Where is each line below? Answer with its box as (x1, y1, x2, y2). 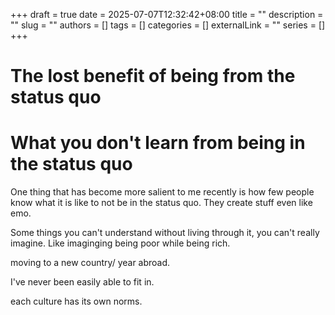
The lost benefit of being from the (10, 65, 296, 88)
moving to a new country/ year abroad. (10, 257, 171, 269)
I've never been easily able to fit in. (10, 276, 155, 288)
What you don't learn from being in (10, 132, 306, 154)
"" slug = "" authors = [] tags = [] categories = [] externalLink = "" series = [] (10, 19, 326, 31)
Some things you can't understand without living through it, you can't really (10, 227, 320, 239)
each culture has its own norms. (10, 295, 143, 308)
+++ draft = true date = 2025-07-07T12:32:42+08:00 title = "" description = (10, 9, 324, 20)
